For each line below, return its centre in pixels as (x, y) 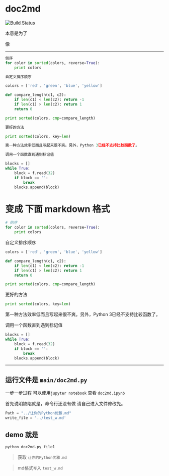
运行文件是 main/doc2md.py (46, 380)
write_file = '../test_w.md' (36, 418)
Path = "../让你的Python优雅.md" (38, 413)
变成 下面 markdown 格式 (58, 209)
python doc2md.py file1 (30, 447)
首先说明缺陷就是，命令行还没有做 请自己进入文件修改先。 (65, 404)
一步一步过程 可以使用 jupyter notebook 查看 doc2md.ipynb (65, 393)
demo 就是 (22, 435)
